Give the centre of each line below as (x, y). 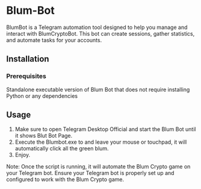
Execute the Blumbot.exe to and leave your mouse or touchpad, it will (101, 142)
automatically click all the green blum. (62, 149)
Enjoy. (23, 155)
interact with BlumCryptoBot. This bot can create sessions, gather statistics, (100, 33)
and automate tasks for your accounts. (54, 40)
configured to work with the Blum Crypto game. (65, 179)
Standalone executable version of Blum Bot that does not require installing (98, 89)
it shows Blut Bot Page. (44, 136)
